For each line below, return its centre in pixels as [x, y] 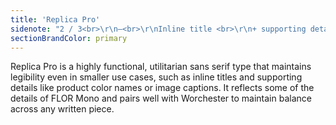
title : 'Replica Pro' [55, 19]
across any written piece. [62, 109]
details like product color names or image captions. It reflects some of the [162, 88]
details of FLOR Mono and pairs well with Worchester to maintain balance [161, 98]
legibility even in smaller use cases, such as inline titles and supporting [156, 77]
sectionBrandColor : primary [69, 38]
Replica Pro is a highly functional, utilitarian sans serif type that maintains [161, 67]
